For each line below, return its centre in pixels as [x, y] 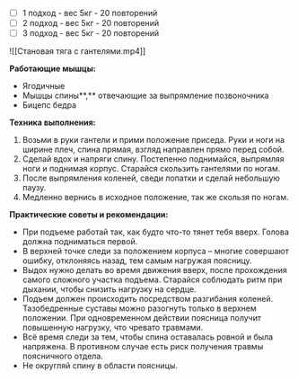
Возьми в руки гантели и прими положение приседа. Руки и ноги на [153, 140]
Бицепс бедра [49, 105]
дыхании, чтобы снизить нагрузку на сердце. [109, 289]
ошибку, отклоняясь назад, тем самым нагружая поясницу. [137, 261]
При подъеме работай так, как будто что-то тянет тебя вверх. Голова [156, 232]
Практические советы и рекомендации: [89, 215]
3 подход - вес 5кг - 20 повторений [91, 33]
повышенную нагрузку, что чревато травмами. [113, 328]
